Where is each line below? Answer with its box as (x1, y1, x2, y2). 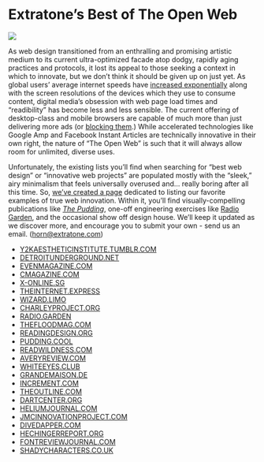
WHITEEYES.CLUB (19, 361, 80, 371)
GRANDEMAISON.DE (19, 370, 88, 379)
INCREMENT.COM (19, 378, 79, 388)
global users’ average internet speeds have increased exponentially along (8, 80, 248, 89)
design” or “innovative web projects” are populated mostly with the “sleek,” (8, 170, 252, 180)
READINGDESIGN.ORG (19, 328, 93, 337)
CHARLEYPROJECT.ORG (19, 303, 101, 312)
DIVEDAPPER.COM (19, 420, 81, 430)
